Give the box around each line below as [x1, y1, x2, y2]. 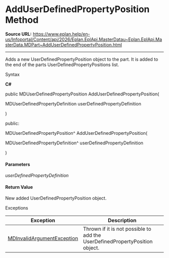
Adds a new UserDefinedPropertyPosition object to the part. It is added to [5, 56, 158, 62]
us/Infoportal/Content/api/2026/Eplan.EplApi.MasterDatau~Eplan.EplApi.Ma [5, 36, 162, 42]
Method [5, 14, 39, 26]
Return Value [5, 184, 33, 190]
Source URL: [5, 31, 32, 37]
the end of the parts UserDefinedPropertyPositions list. [5, 62, 119, 68]
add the [82, 232, 102, 239]
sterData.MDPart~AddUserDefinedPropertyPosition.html [5, 41, 122, 47]
